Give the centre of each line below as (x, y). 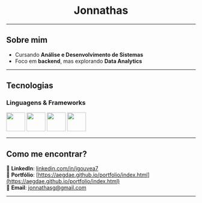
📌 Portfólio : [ (22, 175)
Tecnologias (30, 86)
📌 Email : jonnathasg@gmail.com (46, 188)
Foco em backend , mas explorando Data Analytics (78, 61)
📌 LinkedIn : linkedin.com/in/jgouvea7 (52, 169)
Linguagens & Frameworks (46, 103)
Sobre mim (27, 40)
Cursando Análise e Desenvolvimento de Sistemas (79, 54)
